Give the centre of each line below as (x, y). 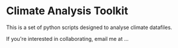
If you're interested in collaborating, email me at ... (67, 39)
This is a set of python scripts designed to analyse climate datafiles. (89, 27)
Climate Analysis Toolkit (67, 11)
